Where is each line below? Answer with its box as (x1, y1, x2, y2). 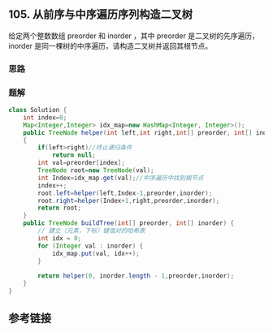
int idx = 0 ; (37, 234, 82, 242)
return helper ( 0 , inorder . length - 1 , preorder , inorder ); (37, 272, 235, 280)
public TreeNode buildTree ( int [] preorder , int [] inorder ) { (23, 219, 235, 227)
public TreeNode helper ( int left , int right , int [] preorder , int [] (23, 128, 253, 136)
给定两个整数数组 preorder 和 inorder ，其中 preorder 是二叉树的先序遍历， (8, 31, 260, 41)
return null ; (51, 151, 96, 160)
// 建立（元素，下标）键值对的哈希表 (37, 226, 146, 235)
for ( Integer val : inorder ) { (37, 242, 144, 250)
